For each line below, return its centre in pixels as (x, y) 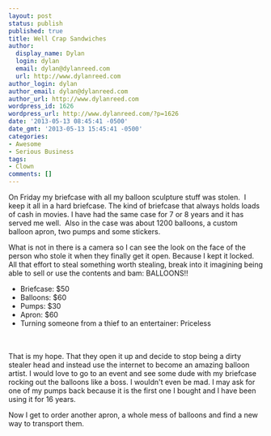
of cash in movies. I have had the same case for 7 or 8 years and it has (126, 214)
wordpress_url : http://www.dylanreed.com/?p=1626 (94, 114)
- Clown (21, 167)
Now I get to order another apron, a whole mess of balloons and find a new (133, 415)
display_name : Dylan (50, 53)
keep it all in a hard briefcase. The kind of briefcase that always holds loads (134, 206)
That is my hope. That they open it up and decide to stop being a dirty (125, 356)
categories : (28, 136)
